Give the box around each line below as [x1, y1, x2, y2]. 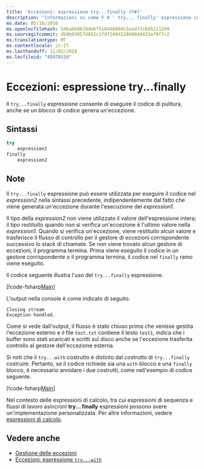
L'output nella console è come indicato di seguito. [6, 294, 131, 302]
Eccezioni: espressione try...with [15, 456, 102, 463]
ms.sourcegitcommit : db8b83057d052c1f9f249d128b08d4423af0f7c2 [6, 32, 170, 38]
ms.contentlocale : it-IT [6, 43, 69, 49]
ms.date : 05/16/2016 [6, 20, 59, 26]
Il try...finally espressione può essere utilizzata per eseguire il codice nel [6, 190, 196, 197]
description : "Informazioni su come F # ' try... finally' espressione [6, 15, 191, 21]
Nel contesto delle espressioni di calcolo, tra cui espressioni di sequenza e [6, 396, 193, 404]
